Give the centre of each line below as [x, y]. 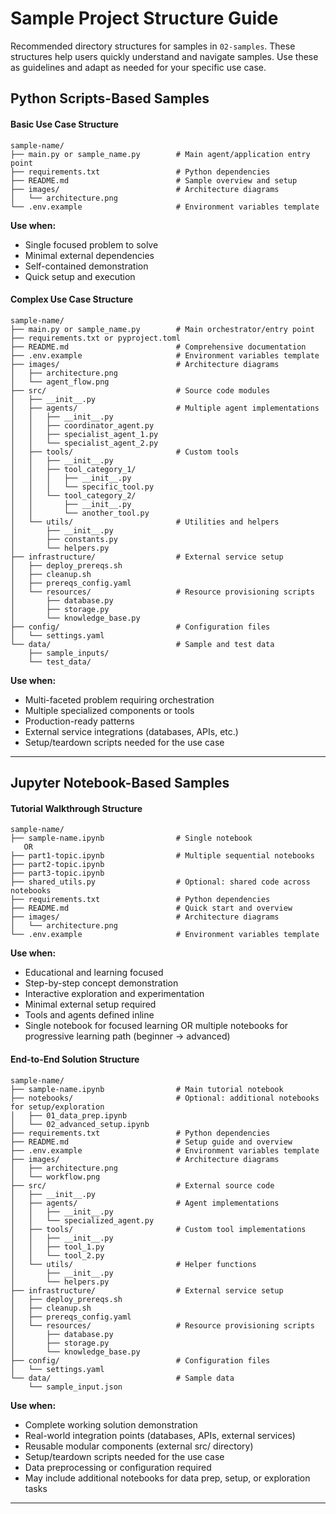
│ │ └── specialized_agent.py [82, 1220]
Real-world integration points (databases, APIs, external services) [160, 1435]
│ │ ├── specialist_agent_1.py [84, 434]
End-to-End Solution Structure [75, 1059]
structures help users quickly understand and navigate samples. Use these [164, 56]
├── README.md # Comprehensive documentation [158, 347]
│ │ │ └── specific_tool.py [82, 487]
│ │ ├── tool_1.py [57, 1247]
